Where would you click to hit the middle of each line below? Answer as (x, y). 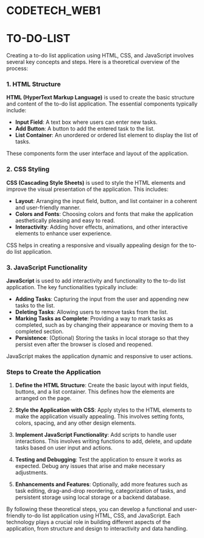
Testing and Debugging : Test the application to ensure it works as (98, 460)
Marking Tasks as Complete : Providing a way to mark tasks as (94, 318)
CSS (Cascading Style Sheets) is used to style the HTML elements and (96, 182)
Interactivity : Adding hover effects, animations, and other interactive (101, 227)
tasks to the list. (35, 306)
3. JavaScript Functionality (47, 267)
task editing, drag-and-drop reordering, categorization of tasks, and (100, 491)
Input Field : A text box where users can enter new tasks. (86, 122)
